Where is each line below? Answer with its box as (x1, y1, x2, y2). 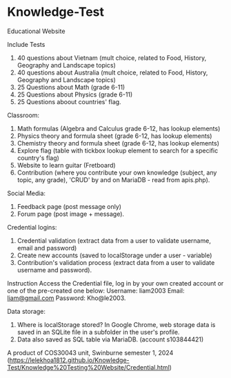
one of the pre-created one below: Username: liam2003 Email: (7, 286, 185, 295)
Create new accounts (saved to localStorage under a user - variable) (17, 251, 212, 259)
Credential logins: (7, 223, 57, 231)
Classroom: (7, 111, 40, 119)
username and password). (17, 266, 92, 274)
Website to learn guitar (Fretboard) (17, 161, 116, 169)
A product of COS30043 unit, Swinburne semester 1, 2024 (7, 348, 174, 357)
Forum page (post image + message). (17, 210, 125, 218)
